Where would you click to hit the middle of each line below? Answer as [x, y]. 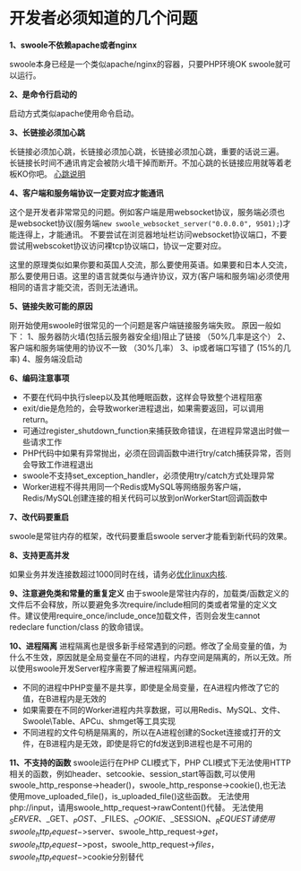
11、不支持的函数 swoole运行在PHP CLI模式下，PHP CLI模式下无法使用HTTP [150, 762]
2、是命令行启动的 [43, 94]
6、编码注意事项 [39, 378]
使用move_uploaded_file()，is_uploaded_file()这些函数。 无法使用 [129, 796]
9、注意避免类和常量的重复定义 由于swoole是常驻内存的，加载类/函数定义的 [149, 593]
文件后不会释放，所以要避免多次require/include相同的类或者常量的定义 [139, 604]
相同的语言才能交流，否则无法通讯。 [76, 287]
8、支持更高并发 [39, 555]
